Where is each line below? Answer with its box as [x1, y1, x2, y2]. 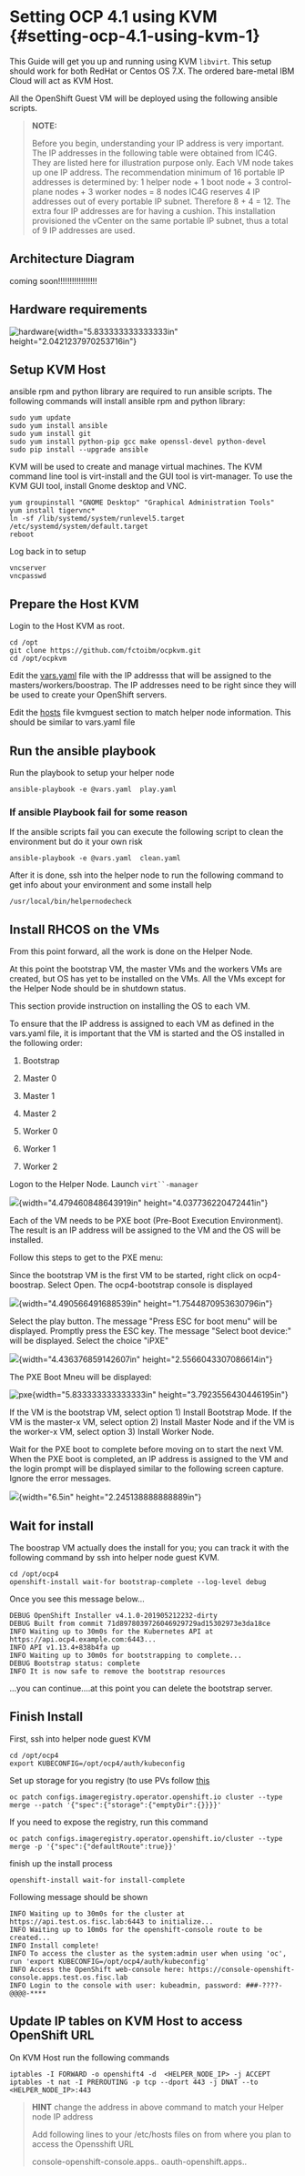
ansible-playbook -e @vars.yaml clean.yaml [9, 854, 181, 863]
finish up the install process [9, 1857, 113, 1868]
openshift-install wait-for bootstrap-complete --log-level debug [9, 1577, 267, 1586]
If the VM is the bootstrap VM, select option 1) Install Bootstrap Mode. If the [9, 1407, 292, 1418]
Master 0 [22, 1073, 57, 1084]
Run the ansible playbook [9, 743, 157, 758]
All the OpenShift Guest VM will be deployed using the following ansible [9, 93, 278, 104]
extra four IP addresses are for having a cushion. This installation [31, 205, 276, 216]
